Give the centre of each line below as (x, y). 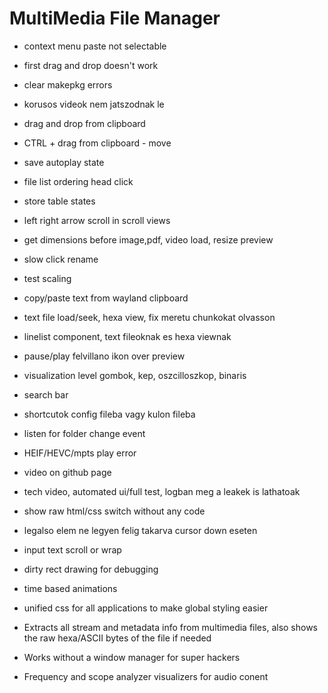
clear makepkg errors (68, 84)
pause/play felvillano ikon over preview (104, 356)
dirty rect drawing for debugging (91, 569)
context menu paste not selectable (95, 46)
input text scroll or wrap (72, 549)
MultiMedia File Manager (115, 18)
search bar (46, 394)
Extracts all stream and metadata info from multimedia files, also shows (171, 627)
